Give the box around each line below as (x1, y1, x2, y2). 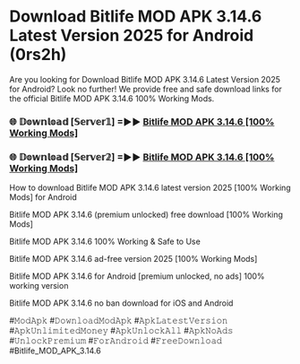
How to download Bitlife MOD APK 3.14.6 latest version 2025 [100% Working (9, 182, 291, 194)
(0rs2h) (9, 45, 67, 65)
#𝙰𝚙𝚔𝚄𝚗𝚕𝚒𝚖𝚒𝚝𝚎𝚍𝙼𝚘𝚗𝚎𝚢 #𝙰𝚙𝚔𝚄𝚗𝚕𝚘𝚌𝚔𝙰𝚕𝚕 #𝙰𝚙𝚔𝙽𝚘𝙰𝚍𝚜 (9, 325, 234, 336)
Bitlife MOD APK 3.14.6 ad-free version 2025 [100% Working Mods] (9, 254, 258, 264)
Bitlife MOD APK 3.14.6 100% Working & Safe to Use (9, 236, 201, 247)
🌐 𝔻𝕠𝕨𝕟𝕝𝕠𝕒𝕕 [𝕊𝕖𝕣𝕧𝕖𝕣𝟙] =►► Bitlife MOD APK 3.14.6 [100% (9, 115, 275, 127)
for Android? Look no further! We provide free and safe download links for (9, 83, 282, 94)
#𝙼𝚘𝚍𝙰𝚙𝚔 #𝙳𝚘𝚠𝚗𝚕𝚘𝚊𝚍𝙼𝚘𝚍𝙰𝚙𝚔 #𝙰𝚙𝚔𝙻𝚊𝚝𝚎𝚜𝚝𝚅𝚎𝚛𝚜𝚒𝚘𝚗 (9, 316, 228, 326)
